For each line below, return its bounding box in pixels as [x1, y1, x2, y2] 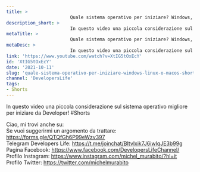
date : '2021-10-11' [6, 64, 55, 70]
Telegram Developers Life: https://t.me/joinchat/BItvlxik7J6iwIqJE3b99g [6, 140, 183, 147]
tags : [6, 81, 20, 87]
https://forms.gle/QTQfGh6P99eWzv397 [6, 133, 105, 140]
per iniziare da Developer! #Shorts [6, 109, 90, 116]
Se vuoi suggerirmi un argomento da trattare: [6, 127, 117, 134]
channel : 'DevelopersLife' [6, 75, 73, 81]
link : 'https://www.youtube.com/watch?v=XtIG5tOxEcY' [6, 53, 143, 59]
